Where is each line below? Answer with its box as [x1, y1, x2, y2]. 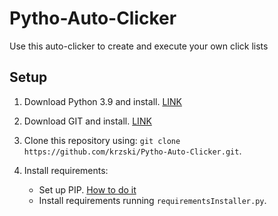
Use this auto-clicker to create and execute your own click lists [9, 40, 269, 52]
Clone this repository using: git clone [23, 134, 181, 146]
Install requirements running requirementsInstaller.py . [38, 194, 267, 206]
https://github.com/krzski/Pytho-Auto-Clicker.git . [23, 145, 242, 157]
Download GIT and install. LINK [23, 115, 152, 127]
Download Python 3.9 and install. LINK [23, 95, 183, 107]
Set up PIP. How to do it [38, 183, 137, 196]
